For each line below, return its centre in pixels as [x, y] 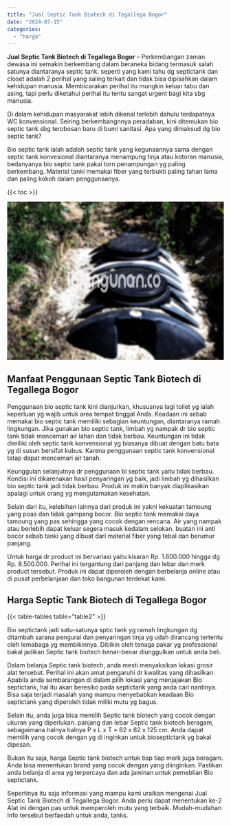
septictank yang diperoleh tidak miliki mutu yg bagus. [82, 702]
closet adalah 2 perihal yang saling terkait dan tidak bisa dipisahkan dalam [112, 79]
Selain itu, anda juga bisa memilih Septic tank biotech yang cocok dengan [111, 715]
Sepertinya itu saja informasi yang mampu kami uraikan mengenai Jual [107, 794]
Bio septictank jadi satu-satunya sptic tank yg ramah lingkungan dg [102, 630]
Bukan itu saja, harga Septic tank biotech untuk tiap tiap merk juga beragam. [115, 758]
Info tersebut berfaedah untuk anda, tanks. [68, 815]
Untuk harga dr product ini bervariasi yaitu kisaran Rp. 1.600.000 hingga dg [113, 556]
